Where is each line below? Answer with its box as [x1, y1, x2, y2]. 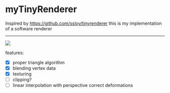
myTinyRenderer [5, 4, 77, 15]
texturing [12, 71, 32, 77]
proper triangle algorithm [12, 59, 65, 65]
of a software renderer [5, 25, 52, 31]
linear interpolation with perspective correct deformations [12, 82, 133, 88]
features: [5, 50, 24, 56]
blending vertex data [12, 65, 56, 71]
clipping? [12, 77, 32, 83]
